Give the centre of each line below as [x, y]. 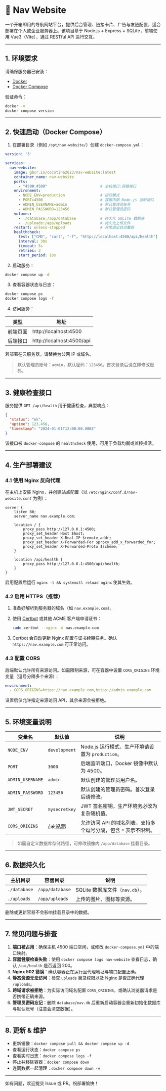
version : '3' [19, 154]
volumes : [23, 214]
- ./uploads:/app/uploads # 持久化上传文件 [74, 223]
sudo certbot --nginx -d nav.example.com [56, 628]
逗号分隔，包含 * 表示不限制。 [121, 830]
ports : [21, 182]
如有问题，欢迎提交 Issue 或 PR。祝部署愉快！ [52, 1083]
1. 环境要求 [21, 59]
